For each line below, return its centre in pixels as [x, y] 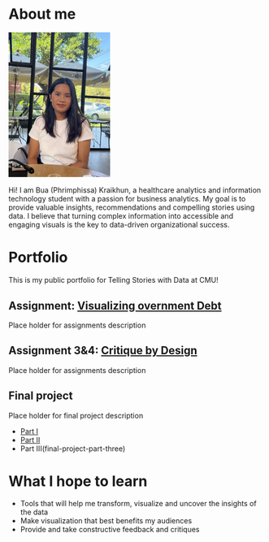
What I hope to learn [78, 481]
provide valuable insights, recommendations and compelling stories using [132, 207]
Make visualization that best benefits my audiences [106, 521]
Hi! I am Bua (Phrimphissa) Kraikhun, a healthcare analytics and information [135, 190]
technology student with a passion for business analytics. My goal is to [127, 199]
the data [34, 512]
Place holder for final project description [76, 415]
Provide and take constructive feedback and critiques [110, 530]
